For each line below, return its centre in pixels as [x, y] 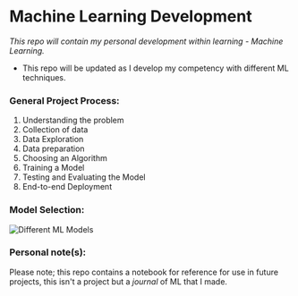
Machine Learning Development [131, 17]
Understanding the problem [73, 120]
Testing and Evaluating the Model [84, 177]
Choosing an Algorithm [64, 158]
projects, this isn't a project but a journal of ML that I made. [119, 281]
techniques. [44, 77]
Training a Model [53, 168]
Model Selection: [47, 210]
